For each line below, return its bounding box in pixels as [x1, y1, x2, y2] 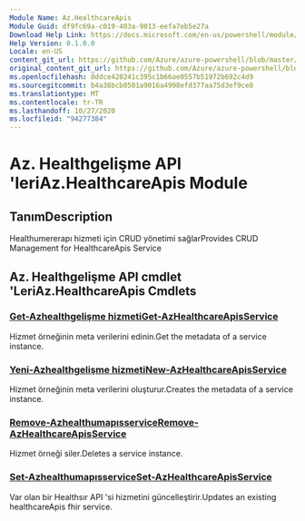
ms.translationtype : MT [9, 89, 100, 98]
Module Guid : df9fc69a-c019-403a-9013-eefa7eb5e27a [9, 22, 209, 31]
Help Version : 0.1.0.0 [9, 38, 95, 48]
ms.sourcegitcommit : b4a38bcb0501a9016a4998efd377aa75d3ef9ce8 [9, 81, 254, 90]
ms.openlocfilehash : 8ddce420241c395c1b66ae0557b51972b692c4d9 [9, 73, 254, 82]
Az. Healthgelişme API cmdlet [9, 269, 182, 284]
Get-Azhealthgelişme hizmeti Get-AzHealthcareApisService [9, 310, 279, 323]
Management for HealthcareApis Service [9, 242, 162, 254]
